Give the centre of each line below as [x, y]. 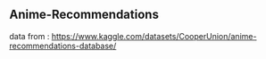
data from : [29, 36]
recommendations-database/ [63, 46]
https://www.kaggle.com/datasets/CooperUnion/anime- [154, 36]
